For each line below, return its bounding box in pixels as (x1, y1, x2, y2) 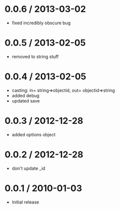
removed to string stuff (11, 53, 59, 59)
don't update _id (11, 165, 46, 171)
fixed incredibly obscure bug (11, 20, 71, 26)
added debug (11, 93, 40, 99)
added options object (11, 131, 56, 137)
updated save (11, 98, 40, 104)
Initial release (11, 199, 39, 205)
